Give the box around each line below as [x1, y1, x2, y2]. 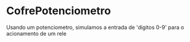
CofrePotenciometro [6, 4, 112, 18]
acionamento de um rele [6, 30, 67, 37]
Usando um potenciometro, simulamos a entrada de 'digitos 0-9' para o [6, 24, 185, 31]
